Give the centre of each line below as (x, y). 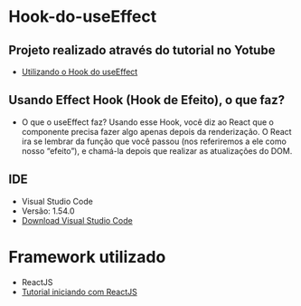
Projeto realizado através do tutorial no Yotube (142, 50)
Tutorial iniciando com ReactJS (79, 292)
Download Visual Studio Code (77, 220)
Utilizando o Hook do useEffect (80, 72)
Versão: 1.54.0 (48, 211)
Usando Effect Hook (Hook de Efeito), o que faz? (147, 100)
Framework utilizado (87, 257)
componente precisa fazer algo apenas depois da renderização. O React (156, 131)
